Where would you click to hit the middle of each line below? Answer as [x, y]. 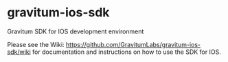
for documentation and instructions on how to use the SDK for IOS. [126, 52]
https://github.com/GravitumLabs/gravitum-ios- [133, 44]
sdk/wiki [19, 52]
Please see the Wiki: [36, 44]
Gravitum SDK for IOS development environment [76, 31]
